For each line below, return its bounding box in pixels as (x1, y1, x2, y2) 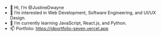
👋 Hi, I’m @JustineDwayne (9, 5, 65, 10)
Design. (9, 15, 26, 20)
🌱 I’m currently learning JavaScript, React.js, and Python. (9, 20, 127, 26)
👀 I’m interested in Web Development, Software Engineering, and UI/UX (9, 10, 156, 16)
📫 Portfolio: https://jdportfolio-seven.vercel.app (9, 26, 108, 31)
